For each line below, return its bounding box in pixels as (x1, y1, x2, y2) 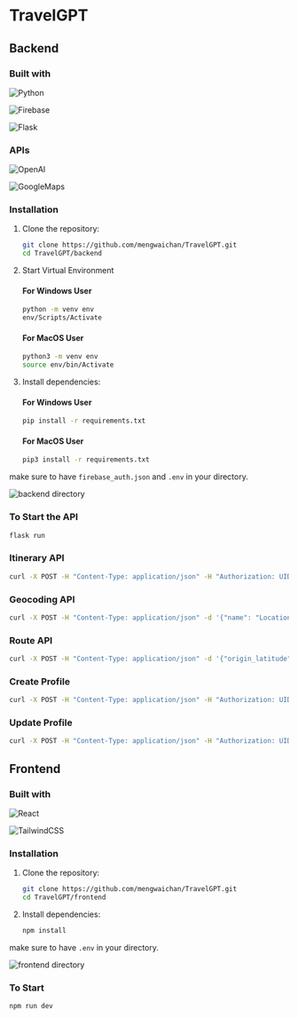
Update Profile (9, 716, 73, 729)
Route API (9, 634, 53, 646)
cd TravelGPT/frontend (21, 893, 106, 902)
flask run (9, 531, 46, 540)
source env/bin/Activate (21, 360, 114, 369)
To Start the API (9, 511, 78, 524)
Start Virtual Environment (21, 265, 114, 276)
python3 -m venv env (21, 352, 98, 361)
